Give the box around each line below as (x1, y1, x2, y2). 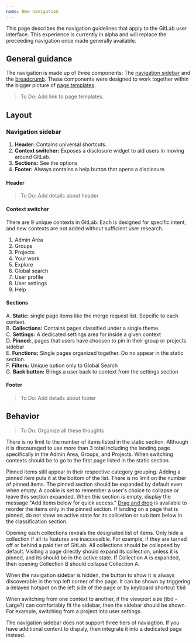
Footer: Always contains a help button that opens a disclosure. (14, 166, 166, 173)
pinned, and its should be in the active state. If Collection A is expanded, (6, 554, 180, 561)
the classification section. (6, 518, 68, 525)
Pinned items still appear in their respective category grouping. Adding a (6, 468, 181, 475)
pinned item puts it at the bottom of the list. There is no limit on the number (6, 474, 187, 481)
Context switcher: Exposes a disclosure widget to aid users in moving (14, 147, 184, 154)
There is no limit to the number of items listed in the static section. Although (6, 438, 188, 445)
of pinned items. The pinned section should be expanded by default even (6, 480, 183, 488)
